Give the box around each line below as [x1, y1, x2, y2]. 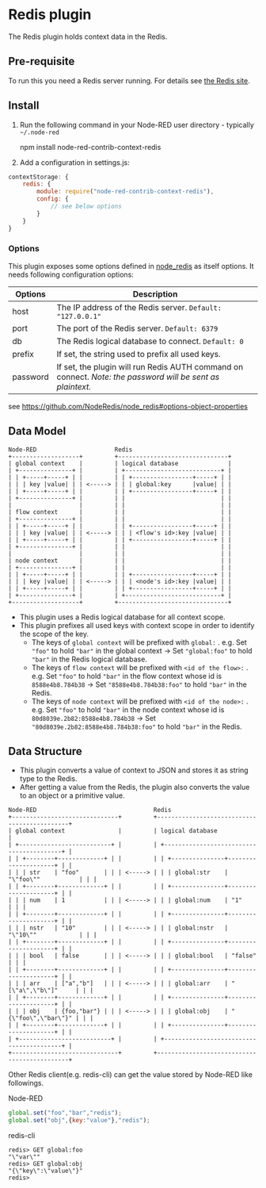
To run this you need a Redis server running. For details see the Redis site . [8, 75, 251, 85]
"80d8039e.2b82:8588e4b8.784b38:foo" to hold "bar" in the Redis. [31, 722, 243, 731]
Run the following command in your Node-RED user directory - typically [19, 120, 255, 129]
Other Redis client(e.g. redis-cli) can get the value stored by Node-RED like [8, 1070, 253, 1079]
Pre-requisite [8, 55, 75, 68]
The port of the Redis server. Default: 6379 [56, 323, 218, 334]
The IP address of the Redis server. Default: [56, 301, 222, 312]
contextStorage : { [8, 173, 69, 181]
